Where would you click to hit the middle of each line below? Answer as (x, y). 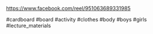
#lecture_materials (29, 26)
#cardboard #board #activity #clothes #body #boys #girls (76, 19)
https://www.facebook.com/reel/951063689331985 (68, 8)
